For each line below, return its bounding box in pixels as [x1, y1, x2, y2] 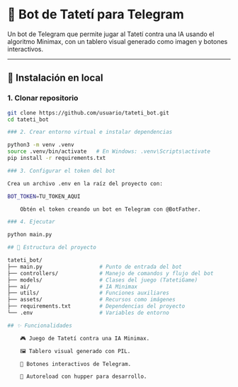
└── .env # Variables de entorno [7, 309, 170, 316]
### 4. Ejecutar [7, 219, 55, 226]
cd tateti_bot [7, 116, 50, 123]
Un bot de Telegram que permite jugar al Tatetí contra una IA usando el [7, 30, 215, 38]
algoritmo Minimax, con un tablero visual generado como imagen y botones [7, 37, 228, 45]
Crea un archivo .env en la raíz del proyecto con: [7, 180, 163, 187]
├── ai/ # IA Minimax [7, 283, 138, 290]
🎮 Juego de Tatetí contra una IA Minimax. [20, 335, 150, 342]
